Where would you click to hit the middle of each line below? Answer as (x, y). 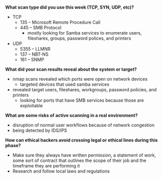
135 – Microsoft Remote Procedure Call (60, 22)
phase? (13, 145)
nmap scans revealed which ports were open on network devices (80, 79)
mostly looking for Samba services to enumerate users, (85, 33)
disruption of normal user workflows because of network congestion (83, 125)
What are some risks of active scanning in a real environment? (71, 115)
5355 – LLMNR (35, 49)
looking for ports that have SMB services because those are (82, 100)
